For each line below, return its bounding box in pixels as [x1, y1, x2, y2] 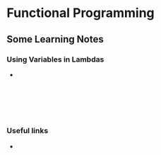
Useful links [6, 126, 49, 136]
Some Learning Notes [6, 33, 104, 45]
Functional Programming [6, 5, 155, 21]
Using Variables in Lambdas [6, 54, 105, 64]
